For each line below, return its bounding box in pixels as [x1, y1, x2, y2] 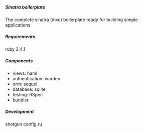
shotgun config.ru [5, 121, 42, 127]
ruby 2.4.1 [5, 46, 26, 52]
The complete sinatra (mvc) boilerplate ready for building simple [5, 17, 138, 23]
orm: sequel [12, 81, 38, 87]
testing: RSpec [12, 91, 43, 97]
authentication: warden [12, 75, 61, 81]
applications [5, 22, 31, 28]
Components [5, 58, 33, 64]
